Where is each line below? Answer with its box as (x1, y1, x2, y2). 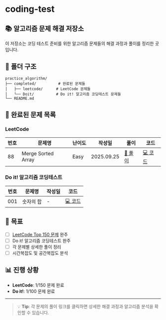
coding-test (5, 3, 55, 15)
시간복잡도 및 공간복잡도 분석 (12, 250, 68, 256)
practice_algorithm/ (5, 76, 48, 81)
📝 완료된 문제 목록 (5, 111, 56, 119)
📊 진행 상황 (5, 266, 39, 275)
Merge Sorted (21, 150, 54, 157)
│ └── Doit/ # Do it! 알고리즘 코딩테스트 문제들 (5, 91, 121, 97)
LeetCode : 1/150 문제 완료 (12, 282, 64, 288)
